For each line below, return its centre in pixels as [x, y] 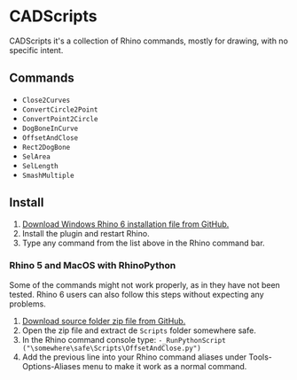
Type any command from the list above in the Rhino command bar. [143, 243]
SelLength [40, 166]
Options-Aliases [51, 366]
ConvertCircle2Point [60, 109]
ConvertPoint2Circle [60, 119]
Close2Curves [46, 100]
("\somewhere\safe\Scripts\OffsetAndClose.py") [111, 348]
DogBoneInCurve [50, 128]
